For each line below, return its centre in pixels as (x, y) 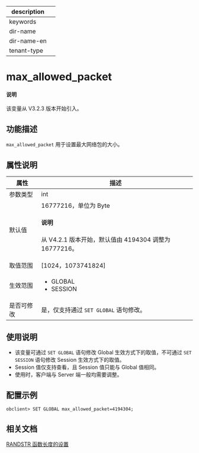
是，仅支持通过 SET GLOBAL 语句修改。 (94, 310)
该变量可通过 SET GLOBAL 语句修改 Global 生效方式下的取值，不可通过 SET (103, 352)
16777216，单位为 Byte (76, 205)
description (28, 12)
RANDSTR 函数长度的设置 (38, 444)
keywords (23, 22)
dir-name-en (28, 41)
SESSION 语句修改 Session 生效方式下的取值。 (70, 360)
